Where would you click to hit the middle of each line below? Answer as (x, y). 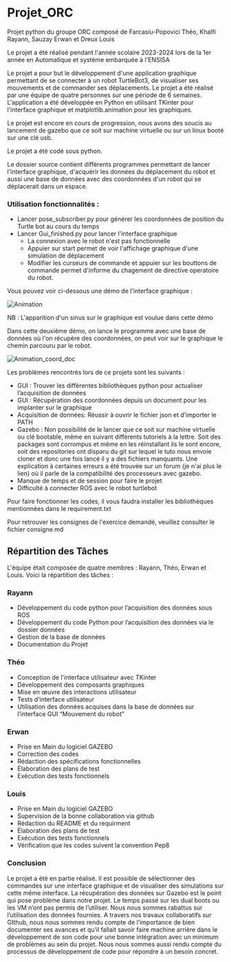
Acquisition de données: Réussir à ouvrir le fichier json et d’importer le (117, 415)
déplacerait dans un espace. (47, 186)
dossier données (41, 630)
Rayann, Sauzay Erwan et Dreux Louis (61, 39)
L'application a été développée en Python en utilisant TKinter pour (101, 102)
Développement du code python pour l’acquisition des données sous (114, 608)
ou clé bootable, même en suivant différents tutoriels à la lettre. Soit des (119, 437)
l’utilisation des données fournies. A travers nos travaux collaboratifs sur (109, 914)
